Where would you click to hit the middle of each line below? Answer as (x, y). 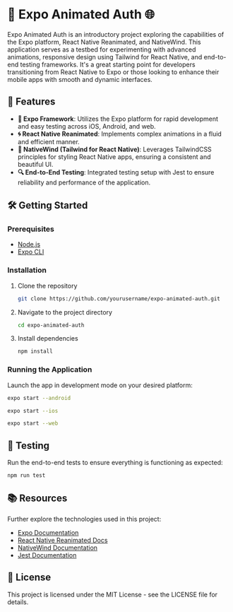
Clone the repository (47, 286)
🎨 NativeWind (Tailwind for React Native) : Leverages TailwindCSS (114, 149)
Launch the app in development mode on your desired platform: (100, 385)
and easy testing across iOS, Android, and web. (87, 126)
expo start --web (33, 423)
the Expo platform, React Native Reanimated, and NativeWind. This (104, 42)
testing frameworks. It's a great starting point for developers (108, 64)
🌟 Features (31, 102)
